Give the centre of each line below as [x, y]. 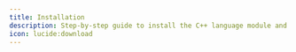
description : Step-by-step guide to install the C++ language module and [148, 26]
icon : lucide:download [51, 33]
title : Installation [47, 17]
